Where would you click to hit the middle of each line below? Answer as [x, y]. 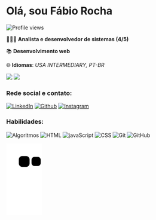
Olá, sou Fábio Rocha [59, 11]
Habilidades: [25, 122]
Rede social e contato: [39, 93]
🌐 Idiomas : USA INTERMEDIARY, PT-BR [55, 65]
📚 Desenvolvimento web [38, 51]
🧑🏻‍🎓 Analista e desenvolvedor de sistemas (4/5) [68, 39]
